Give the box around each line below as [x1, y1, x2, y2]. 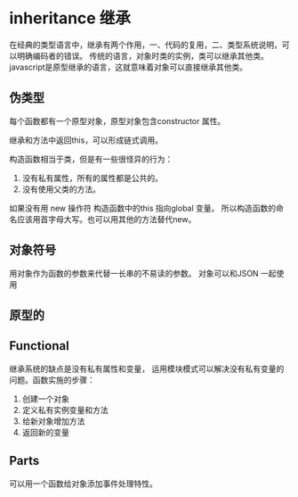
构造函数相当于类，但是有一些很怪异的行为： [9, 153, 173, 164]
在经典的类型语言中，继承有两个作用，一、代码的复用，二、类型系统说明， [9, 39, 282, 50]
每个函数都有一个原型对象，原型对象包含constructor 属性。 [9, 115, 226, 126]
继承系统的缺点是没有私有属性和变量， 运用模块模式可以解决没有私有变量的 [9, 363, 285, 374]
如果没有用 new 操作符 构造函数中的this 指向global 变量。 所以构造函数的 [9, 203, 277, 213]
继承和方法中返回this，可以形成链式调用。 [9, 135, 163, 145]
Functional [9, 338, 69, 353]
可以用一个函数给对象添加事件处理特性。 [9, 478, 157, 489]
